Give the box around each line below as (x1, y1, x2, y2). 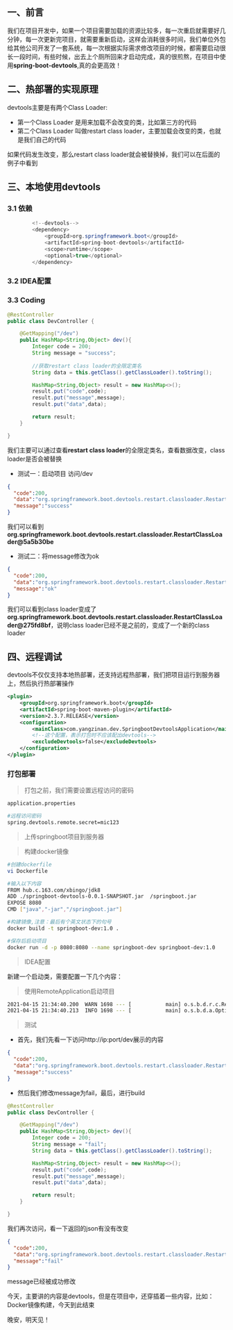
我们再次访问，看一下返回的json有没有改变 (7, 1224, 129, 1232)
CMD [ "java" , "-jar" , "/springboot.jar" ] (7, 906, 123, 913)
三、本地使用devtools (7, 181, 101, 193)
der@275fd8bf (7, 621, 51, 630)
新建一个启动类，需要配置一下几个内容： (7, 972, 123, 980)
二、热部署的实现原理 (7, 83, 98, 95)
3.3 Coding (7, 295, 46, 305)
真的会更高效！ (78, 61, 122, 69)
